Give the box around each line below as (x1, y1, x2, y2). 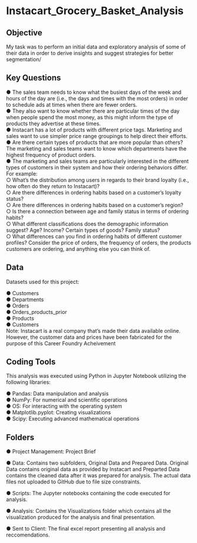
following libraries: (6, 379, 51, 386)
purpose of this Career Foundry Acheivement (6, 339, 116, 346)
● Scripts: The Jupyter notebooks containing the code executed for (6, 490, 171, 497)
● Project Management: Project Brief (6, 448, 96, 455)
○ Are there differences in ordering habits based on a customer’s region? (6, 201, 183, 208)
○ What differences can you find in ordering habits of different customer (6, 233, 182, 240)
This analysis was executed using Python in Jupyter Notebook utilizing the (6, 372, 186, 380)
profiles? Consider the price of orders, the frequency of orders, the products (6, 239, 192, 246)
